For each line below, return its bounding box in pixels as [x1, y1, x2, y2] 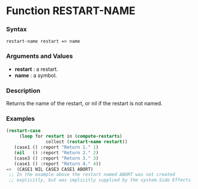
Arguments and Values [6, 52, 73, 60]
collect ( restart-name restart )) [45, 139, 128, 145]
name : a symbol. [14, 72, 57, 79]
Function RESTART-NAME [6, 4, 136, 18]
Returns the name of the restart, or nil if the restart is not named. [6, 100, 163, 107]
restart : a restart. [14, 65, 58, 72]
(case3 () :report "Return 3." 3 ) [14, 155, 99, 161]
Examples [6, 115, 35, 122]
